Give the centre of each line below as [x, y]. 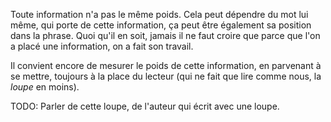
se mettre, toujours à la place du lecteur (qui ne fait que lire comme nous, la [166, 76]
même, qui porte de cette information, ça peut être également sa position [161, 25]
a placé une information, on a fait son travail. [102, 46]
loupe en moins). [45, 87]
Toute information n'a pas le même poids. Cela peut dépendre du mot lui [159, 14]
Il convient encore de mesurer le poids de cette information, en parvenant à [166, 65]
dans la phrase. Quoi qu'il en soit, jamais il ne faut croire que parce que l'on [165, 35]
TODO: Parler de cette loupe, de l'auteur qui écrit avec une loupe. [145, 106]
